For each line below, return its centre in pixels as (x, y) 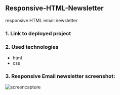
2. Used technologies (32, 47)
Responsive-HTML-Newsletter (54, 8)
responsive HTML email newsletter (42, 20)
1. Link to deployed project (38, 33)
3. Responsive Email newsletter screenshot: (60, 76)
